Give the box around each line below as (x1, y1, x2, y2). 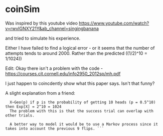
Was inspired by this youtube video (5, 20, 78, 26)
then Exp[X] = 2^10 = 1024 (5, 104, 62, 109)
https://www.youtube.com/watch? (78, 20, 149, 26)
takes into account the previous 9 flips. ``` (5, 126, 104, 131)
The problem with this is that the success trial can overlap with (10, 108, 154, 113)
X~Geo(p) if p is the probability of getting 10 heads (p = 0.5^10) (10, 99, 156, 105)
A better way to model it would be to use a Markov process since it (10, 121, 158, 126)
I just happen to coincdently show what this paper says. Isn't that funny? (5, 80, 155, 86)
